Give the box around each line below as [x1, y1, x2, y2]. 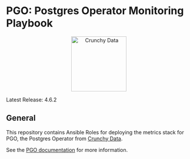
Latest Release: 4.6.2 [6, 96, 57, 103]
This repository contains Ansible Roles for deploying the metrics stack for [6, 128, 184, 136]
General [6, 113, 36, 123]
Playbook [6, 16, 53, 30]
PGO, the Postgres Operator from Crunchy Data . [6, 135, 123, 142]
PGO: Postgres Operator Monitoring [6, 4, 184, 18]
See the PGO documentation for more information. [6, 146, 128, 153]
